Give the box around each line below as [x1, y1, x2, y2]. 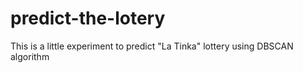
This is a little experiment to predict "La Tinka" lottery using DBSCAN [10, 40, 294, 52]
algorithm [10, 50, 50, 62]
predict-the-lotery [10, 7, 166, 30]
